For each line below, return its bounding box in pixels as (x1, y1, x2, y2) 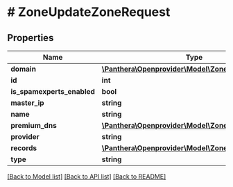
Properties (7, 32, 54, 44)
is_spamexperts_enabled (10, 87, 96, 96)
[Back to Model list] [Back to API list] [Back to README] (7, 172, 166, 181)
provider (10, 132, 40, 141)
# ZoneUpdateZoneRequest (7, 4, 171, 20)
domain (10, 64, 37, 74)
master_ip (10, 98, 44, 108)
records (10, 143, 37, 153)
